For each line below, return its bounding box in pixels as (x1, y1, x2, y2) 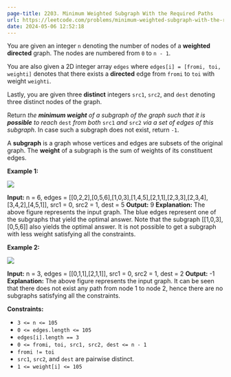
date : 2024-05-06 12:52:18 (7, 23, 85, 30)
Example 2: (7, 243, 40, 252)
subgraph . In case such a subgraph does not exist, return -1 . (7, 125, 179, 134)
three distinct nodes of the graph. (7, 98, 102, 106)
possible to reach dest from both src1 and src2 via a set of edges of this (7, 119, 214, 127)
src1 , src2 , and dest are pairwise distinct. (16, 355, 135, 363)
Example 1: (7, 167, 39, 176)
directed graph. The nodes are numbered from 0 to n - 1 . (7, 49, 171, 57)
